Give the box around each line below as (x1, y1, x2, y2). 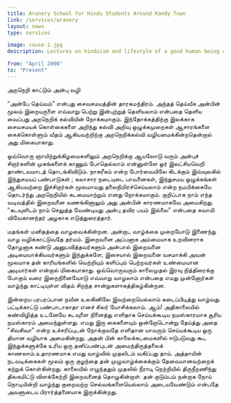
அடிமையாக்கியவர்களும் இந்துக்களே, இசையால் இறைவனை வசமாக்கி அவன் (7, 250, 206, 258)
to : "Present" (7, 67, 48, 73)
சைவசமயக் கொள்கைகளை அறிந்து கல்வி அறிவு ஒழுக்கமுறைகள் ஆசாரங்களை (7, 122, 210, 130)
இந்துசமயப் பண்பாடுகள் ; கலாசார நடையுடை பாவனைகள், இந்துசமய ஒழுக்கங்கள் (7, 174, 217, 183)
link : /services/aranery (7, 16, 78, 23)
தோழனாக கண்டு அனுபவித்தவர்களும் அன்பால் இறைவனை (7, 242, 161, 251)
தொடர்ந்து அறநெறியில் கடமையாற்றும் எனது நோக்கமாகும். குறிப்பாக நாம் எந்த (7, 190, 212, 198)
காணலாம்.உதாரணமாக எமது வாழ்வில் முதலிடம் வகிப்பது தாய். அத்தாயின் (7, 349, 202, 357)
